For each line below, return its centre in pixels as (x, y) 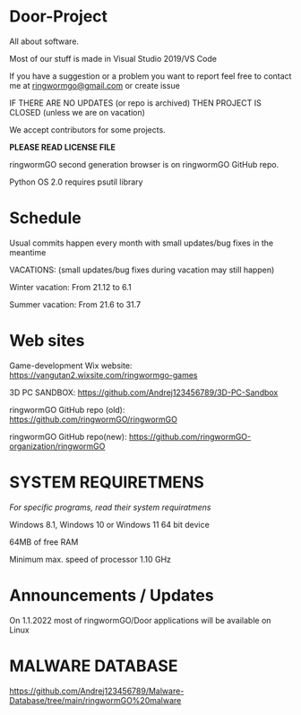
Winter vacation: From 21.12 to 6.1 (70, 287)
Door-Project (59, 17)
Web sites (47, 341)
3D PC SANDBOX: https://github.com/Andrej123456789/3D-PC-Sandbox (144, 392)
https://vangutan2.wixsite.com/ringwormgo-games (103, 375)
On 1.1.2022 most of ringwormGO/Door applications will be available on (140, 620)
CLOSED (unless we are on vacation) (77, 112)
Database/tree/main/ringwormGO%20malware (95, 700)
